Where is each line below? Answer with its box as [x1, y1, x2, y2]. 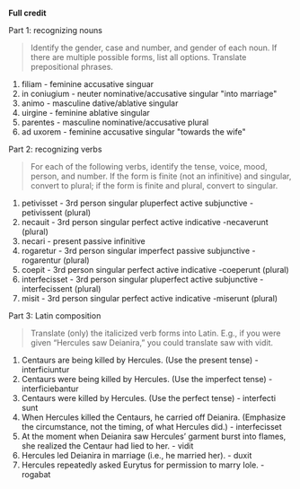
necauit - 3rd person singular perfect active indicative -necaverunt [21, 217, 269, 227]
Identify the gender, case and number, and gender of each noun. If [30, 42, 278, 53]
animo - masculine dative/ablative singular [21, 98, 179, 109]
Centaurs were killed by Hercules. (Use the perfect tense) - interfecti [21, 393, 276, 403]
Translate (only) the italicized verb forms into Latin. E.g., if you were [30, 327, 281, 338]
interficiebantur [21, 383, 79, 394]
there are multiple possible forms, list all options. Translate [30, 52, 247, 62]
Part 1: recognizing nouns [8, 25, 102, 35]
